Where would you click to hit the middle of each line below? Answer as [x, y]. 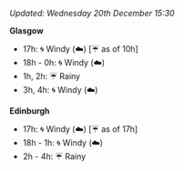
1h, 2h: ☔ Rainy [51, 76]
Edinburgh [30, 111]
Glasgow [26, 30]
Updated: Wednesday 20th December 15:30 [92, 13]
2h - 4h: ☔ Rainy [54, 156]
